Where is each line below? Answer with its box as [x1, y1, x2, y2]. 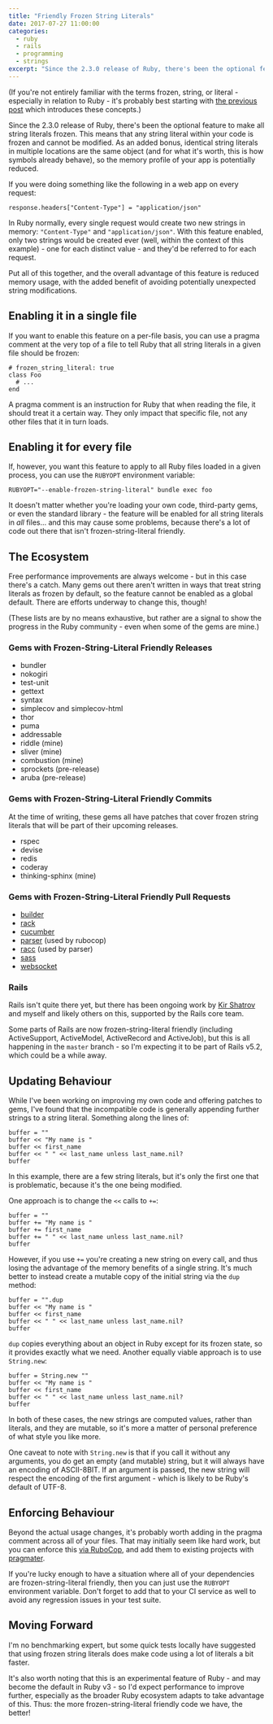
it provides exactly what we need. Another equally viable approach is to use [8, 1347, 262, 1357]
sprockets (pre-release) [19, 764, 100, 774]
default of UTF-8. [8, 1482, 67, 1492]
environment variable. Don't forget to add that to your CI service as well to [8, 1587, 257, 1595]
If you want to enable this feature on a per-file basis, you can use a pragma [8, 330, 260, 340]
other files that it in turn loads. [8, 417, 110, 426]
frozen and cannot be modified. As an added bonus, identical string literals [8, 137, 258, 147]
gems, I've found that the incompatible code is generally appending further [8, 1104, 260, 1115]
